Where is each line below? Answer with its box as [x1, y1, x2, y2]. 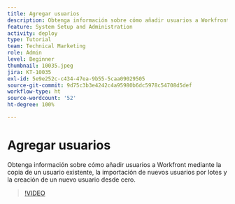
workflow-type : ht [7, 88, 61, 95]
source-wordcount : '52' [7, 95, 77, 102]
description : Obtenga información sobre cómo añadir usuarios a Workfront [7, 17, 230, 24]
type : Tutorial [7, 36, 52, 43]
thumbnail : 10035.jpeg [7, 62, 73, 69]
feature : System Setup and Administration [7, 23, 133, 30]
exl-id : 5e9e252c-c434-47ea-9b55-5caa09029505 [7, 75, 145, 82]
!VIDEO [24, 189, 45, 197]
